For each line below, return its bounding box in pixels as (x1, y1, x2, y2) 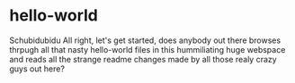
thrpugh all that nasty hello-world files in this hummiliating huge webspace (9, 44, 286, 54)
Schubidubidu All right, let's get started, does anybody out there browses (9, 35, 282, 46)
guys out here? (9, 63, 66, 74)
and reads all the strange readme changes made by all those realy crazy (9, 54, 277, 64)
